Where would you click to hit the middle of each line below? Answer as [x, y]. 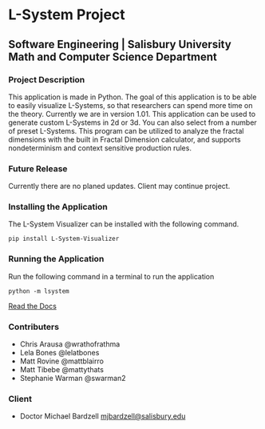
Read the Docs [33, 306]
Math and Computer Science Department [113, 56]
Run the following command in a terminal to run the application [111, 276]
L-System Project [67, 15]
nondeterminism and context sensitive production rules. [100, 148]
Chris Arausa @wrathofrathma [70, 344]
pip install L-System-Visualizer [64, 239]
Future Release [38, 168]
